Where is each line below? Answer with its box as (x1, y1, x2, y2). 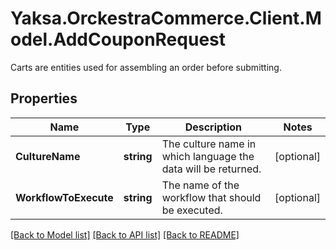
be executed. (161, 203, 223, 217)
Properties (10, 90, 78, 107)
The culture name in (161, 137, 257, 151)
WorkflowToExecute (15, 190, 114, 204)
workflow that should (161, 190, 262, 204)
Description (184, 120, 243, 134)
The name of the (161, 178, 240, 192)
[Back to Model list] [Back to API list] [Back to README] (10, 228, 240, 241)
